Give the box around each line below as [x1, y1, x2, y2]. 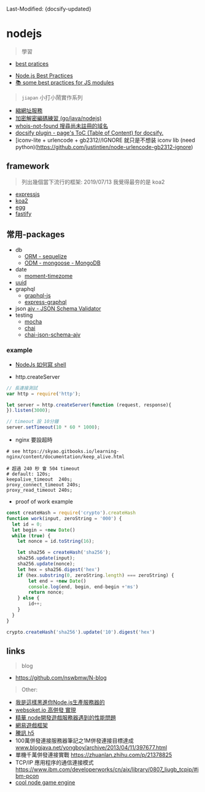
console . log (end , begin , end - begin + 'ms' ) [28, 583, 139, 590]
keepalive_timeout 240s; [6, 476, 72, 483]
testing [15, 311, 33, 319]
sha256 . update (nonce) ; [17, 561, 75, 567]
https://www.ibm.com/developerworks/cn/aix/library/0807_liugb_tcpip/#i [15, 766, 199, 773]
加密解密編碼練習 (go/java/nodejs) [15, 114, 102, 122]
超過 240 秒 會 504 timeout [12, 466, 80, 472]
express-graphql [24, 298, 67, 306]
